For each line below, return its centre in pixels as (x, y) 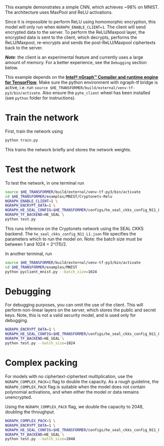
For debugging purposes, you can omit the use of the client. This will (74, 305)
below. (12, 68)
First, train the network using (34, 131)
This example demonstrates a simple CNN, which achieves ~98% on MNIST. (82, 7)
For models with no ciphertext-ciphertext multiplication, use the (69, 376)
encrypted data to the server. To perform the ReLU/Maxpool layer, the (75, 32)
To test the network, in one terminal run (45, 183)
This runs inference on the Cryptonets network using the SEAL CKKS (74, 228)
